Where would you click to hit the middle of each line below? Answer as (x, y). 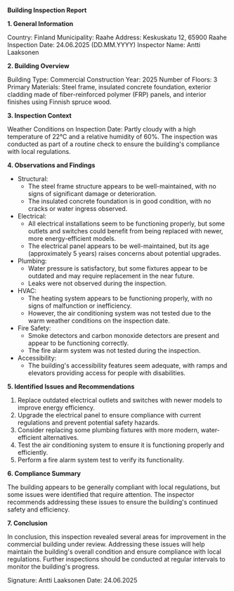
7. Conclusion (27, 523)
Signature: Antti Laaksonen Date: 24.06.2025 (72, 580)
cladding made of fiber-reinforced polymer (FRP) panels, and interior (107, 95)
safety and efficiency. (39, 509)
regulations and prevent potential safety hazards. (89, 422)
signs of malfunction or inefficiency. (80, 306)
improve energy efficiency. (56, 408)
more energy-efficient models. (72, 239)
